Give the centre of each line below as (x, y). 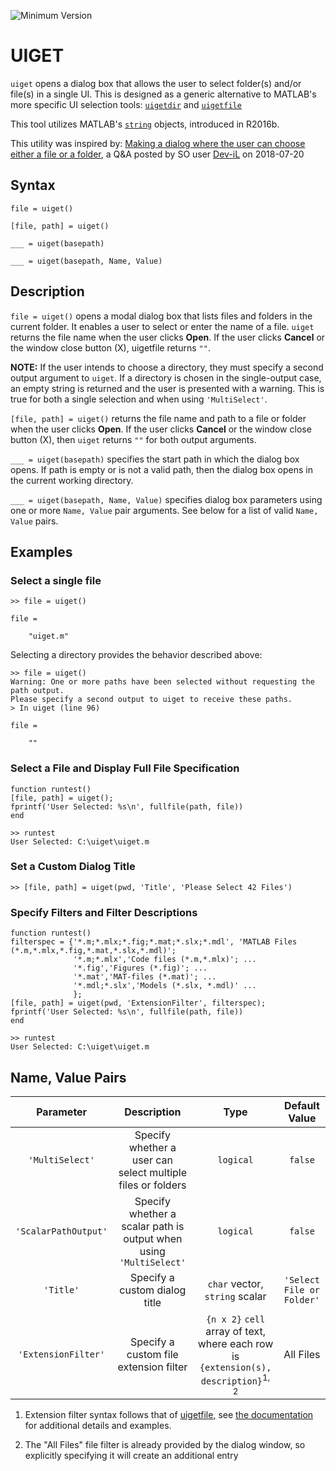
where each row (235, 1343)
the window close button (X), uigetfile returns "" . (110, 347)
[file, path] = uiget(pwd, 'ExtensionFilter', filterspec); (138, 1003)
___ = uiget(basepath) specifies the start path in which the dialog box (155, 459)
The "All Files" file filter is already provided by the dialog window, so (165, 1445)
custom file (152, 1355)
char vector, (235, 1283)
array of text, (235, 1331)
